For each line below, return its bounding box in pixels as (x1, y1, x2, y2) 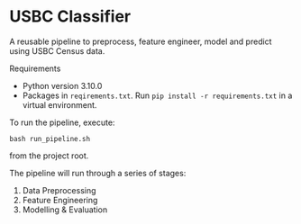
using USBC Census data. (9, 45, 105, 56)
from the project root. (9, 150, 89, 161)
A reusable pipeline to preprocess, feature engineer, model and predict (9, 36, 272, 47)
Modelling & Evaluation (22, 204, 108, 215)
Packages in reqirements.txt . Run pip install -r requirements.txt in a (22, 90, 293, 101)
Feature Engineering (22, 194, 98, 205)
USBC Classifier (9, 6, 132, 27)
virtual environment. (22, 99, 97, 110)
